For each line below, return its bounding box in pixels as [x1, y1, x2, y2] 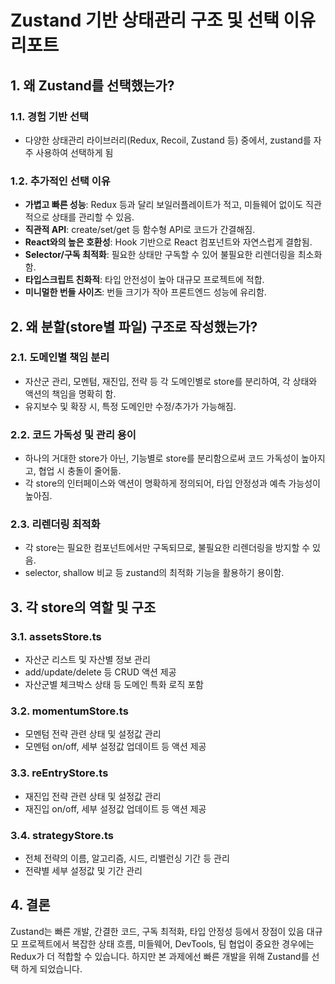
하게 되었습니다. [20, 962, 83, 975]
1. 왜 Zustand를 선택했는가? [10, 77, 175, 94]
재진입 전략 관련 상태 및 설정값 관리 [24, 790, 162, 802]
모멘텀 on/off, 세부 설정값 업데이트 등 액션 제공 [24, 741, 207, 753]
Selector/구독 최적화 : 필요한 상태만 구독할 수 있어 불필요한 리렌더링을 [24, 249, 296, 261]
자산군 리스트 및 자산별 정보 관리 [24, 654, 151, 666]
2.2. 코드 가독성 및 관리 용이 [10, 427, 137, 441]
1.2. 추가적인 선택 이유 [10, 174, 111, 188]
